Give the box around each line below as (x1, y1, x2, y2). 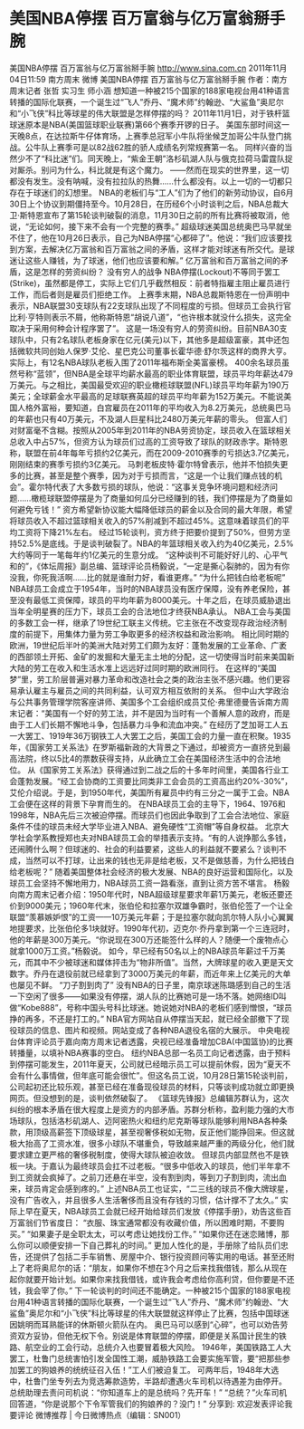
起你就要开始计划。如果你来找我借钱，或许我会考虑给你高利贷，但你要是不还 (9, 1273, 295, 1284)
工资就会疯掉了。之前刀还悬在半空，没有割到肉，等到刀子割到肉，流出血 (16, 1172, 287, 1183)
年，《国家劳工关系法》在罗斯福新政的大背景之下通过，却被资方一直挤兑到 (9, 742, 283, 753)
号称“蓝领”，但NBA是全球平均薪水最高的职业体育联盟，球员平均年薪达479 (16, 368, 294, 379)
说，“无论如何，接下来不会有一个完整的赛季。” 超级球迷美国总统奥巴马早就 (9, 221, 285, 232)
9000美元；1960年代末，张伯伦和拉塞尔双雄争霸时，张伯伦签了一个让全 (24, 900, 294, 911)
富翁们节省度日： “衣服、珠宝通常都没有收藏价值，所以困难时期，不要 (16, 1217, 278, 1228)
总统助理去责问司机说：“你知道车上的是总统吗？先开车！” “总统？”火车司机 (9, 1386, 288, 1397)
